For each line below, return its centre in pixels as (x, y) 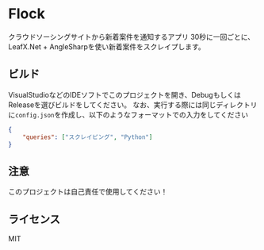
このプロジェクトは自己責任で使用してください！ (88, 192)
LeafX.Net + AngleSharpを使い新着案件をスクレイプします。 (107, 46)
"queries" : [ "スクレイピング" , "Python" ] (88, 137)
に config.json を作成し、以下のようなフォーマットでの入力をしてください (128, 114)
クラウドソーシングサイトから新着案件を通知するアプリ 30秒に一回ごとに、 (132, 37)
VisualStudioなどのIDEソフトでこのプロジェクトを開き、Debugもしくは (125, 94)
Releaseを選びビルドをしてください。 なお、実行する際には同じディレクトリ (133, 105)
